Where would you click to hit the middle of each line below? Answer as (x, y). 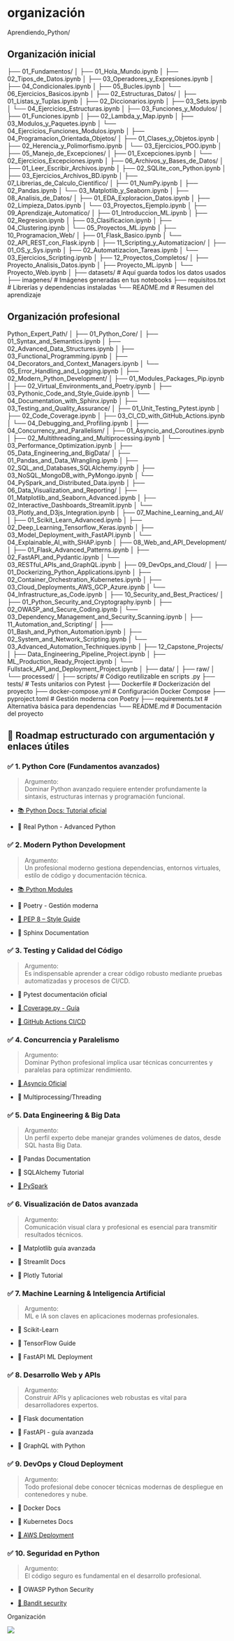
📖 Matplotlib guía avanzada (56, 1248)
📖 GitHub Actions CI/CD (51, 1021)
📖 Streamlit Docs (42, 1261)
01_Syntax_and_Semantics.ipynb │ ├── (64, 341)
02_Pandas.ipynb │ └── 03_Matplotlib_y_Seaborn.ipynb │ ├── (98, 190)
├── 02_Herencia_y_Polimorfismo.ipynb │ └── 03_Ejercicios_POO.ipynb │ (115, 146)
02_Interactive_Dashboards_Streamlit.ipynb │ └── (80, 505)
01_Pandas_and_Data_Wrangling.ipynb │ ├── (73, 460)
